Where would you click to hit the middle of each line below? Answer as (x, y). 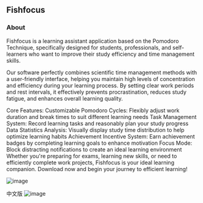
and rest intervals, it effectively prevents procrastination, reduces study (97, 92)
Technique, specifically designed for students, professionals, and (89, 47)
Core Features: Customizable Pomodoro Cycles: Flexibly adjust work (93, 110)
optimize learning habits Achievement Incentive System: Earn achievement (101, 136)
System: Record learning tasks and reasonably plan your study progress (98, 123)
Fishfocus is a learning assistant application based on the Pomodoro (93, 41)
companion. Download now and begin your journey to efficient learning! (97, 169)
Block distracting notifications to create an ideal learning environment (94, 149)
